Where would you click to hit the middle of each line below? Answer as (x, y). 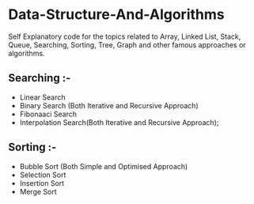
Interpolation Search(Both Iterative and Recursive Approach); (119, 122)
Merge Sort (38, 191)
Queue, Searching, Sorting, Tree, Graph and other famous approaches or (127, 44)
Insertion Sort (42, 183)
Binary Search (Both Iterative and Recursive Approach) (109, 105)
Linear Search (42, 97)
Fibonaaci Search (48, 114)
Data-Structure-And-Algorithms (116, 15)
